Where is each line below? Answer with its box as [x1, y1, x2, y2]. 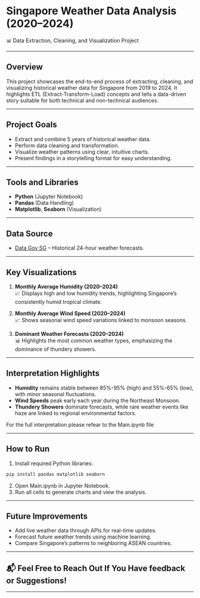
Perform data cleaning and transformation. [14, 142, 120, 149]
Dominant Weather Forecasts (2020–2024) [14, 331, 124, 337]
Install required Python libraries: [14, 460, 93, 467]
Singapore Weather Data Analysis [6, 4, 177, 18]
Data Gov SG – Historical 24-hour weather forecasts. [14, 244, 145, 251]
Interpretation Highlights [6, 368, 100, 379]
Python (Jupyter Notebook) [14, 193, 83, 200]
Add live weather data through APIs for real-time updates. [14, 527, 157, 534]
